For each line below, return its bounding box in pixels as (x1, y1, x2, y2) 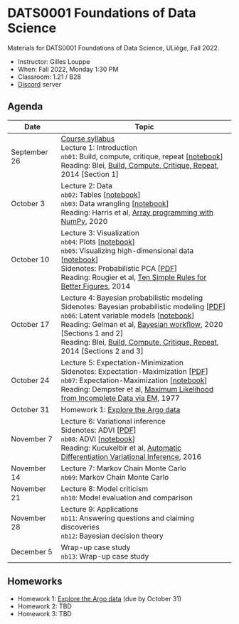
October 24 (11, 375, 50, 385)
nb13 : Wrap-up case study (60, 551, 149, 561)
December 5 (11, 547, 53, 556)
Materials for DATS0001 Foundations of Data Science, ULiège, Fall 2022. (7, 43, 220, 52)
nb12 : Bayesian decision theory (60, 531, 164, 541)
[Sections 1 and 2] (60, 328, 123, 338)
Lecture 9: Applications (60, 504, 139, 514)
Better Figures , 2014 (60, 281, 131, 291)
